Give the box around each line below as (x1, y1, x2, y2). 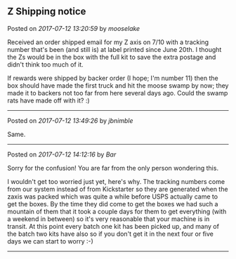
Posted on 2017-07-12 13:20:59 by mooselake (7, 24, 140, 32)
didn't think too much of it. (7, 60, 84, 69)
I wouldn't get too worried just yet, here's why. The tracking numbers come (7, 177, 225, 185)
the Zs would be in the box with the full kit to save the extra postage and (7, 53, 216, 61)
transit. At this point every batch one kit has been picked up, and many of (7, 222, 220, 230)
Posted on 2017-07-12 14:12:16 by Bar (7, 150, 117, 159)
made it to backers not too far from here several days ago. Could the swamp (7, 88, 228, 97)
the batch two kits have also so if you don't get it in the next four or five (7, 230, 214, 238)
